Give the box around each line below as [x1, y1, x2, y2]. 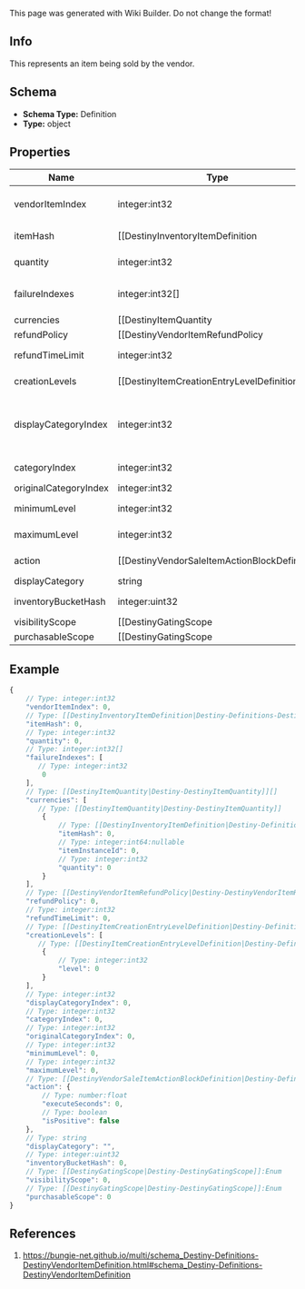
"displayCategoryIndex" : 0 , [25, 998, 132, 1007]
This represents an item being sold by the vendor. [9, 58, 195, 69]
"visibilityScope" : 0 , [25, 1175, 112, 1185]
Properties [9, 144, 71, 160]
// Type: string [25, 1133, 88, 1143]
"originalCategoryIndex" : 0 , [25, 1032, 136, 1041]
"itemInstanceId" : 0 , [57, 846, 141, 855]
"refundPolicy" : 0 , [25, 897, 100, 907]
